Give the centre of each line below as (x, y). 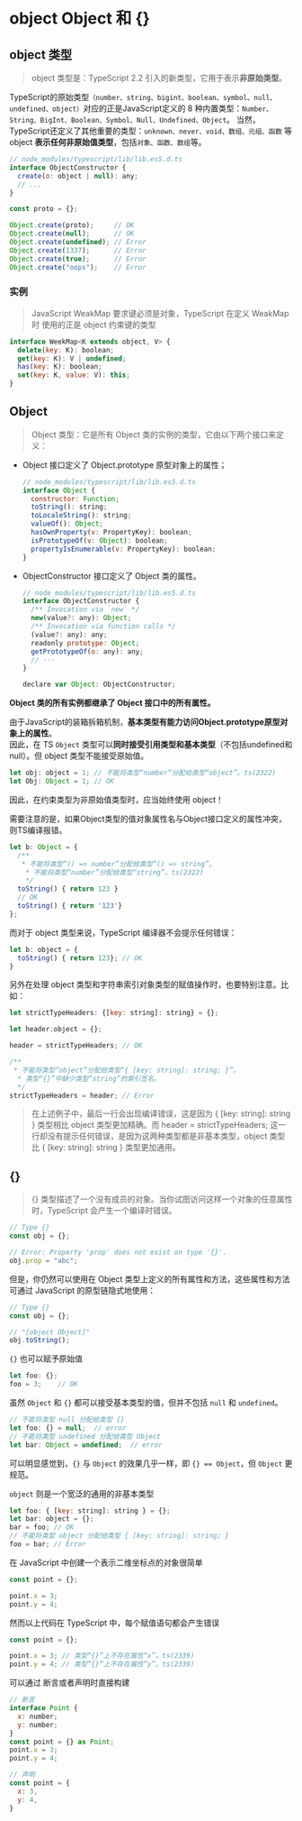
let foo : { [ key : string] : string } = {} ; (90, 1511)
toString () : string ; (69, 507)
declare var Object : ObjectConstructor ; (99, 685)
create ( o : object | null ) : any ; (78, 176)
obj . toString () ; (40, 1341)
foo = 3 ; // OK (44, 1385)
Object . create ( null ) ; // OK (72, 234)
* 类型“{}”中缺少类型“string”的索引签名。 (89, 1078)
